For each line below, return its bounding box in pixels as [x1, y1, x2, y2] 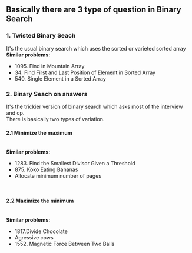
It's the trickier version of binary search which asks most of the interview [6, 103, 183, 110]
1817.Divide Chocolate [14, 228, 68, 235]
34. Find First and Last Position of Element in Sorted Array [14, 69, 156, 76]
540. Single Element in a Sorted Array [14, 75, 106, 82]
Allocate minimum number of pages [14, 172, 102, 179]
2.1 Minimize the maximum [6, 129, 72, 136]
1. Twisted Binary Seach [6, 32, 76, 40]
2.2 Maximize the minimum [6, 197, 74, 204]
